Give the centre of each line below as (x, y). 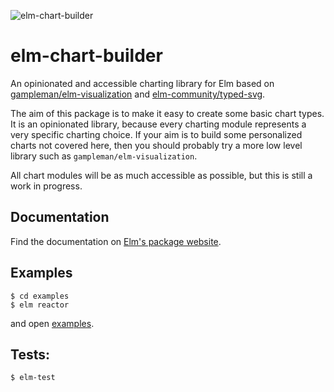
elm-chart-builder (86, 56)
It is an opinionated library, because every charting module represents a (158, 124)
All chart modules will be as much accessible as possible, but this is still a (161, 175)
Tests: (30, 354)
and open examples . (52, 323)
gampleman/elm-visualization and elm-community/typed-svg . (138, 94)
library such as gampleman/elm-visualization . (104, 156)
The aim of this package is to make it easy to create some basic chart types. (167, 113)
